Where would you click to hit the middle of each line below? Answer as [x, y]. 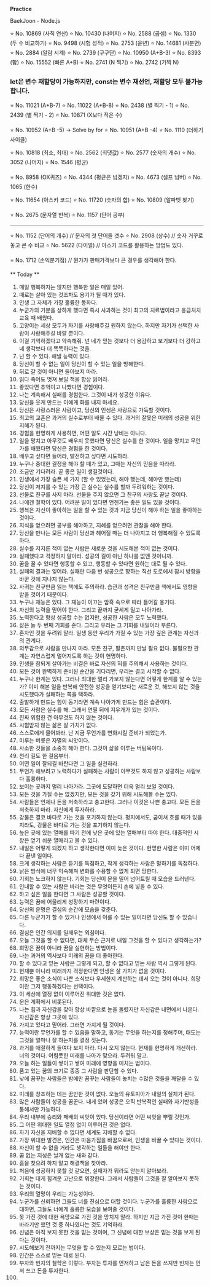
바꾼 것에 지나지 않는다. [47, 579]
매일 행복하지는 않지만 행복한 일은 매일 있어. [72, 287]
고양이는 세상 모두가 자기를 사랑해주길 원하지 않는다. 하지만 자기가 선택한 [106, 326]
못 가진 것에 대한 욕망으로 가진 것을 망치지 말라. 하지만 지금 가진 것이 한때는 [109, 1217]
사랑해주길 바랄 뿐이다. [58, 333]
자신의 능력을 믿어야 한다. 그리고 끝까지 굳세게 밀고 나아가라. [91, 610]
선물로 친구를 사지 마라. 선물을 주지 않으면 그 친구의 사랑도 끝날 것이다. [103, 495]
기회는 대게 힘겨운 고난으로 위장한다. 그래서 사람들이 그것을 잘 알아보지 [103, 1178]
